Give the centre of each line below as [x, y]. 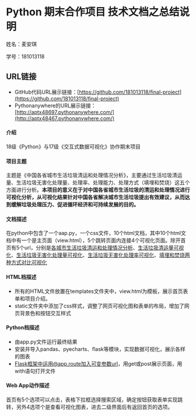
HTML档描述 [21, 277]
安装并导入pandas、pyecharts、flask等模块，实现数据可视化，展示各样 [100, 349]
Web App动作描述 [28, 386]
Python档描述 [23, 328]
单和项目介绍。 [32, 298]
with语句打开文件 [35, 371]
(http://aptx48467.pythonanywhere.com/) [64, 118]
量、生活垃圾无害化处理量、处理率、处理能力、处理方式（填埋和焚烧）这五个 [98, 183]
